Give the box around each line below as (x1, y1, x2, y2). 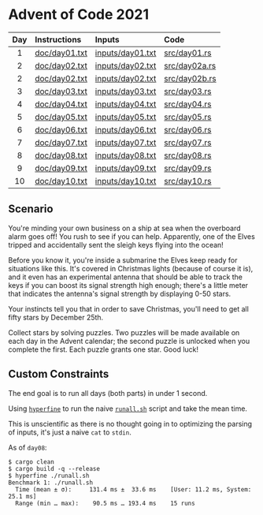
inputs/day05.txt (94, 111, 157, 122)
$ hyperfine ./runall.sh (8, 472, 90, 480)
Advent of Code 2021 (8, 6, 150, 24)
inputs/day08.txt (94, 150, 157, 161)
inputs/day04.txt (94, 99, 157, 110)
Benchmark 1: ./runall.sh (8, 479, 93, 487)
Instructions (35, 34, 82, 45)
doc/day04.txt (35, 99, 88, 110)
